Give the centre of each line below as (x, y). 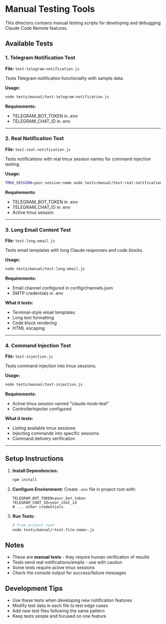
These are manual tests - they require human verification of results (81, 557)
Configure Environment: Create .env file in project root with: (74, 489)
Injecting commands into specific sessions (56, 433)
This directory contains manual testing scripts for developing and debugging (83, 23)
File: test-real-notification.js (38, 149)
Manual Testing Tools (50, 9)
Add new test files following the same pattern (58, 611)
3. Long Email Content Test (38, 230)
